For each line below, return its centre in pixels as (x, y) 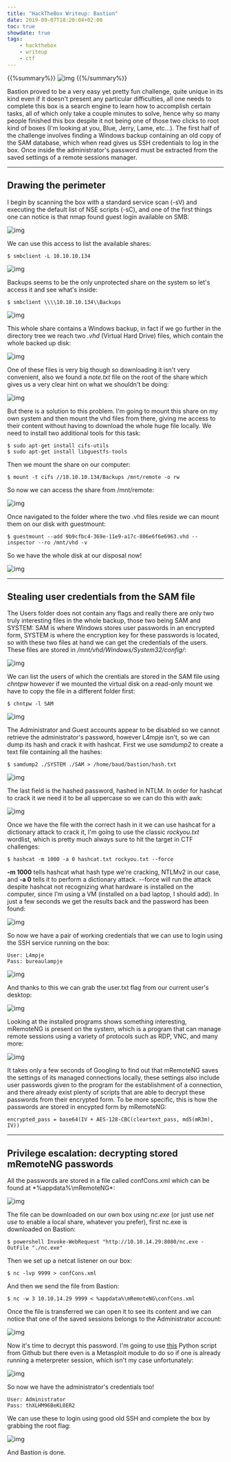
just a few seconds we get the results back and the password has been (108, 902)
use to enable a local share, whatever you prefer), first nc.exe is (97, 1222)
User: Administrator (37, 1400)
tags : (15, 39)
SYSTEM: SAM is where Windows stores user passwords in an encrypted (111, 628)
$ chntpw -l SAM (30, 704)
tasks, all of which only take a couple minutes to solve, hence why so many (113, 113)
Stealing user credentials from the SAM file (101, 597)
